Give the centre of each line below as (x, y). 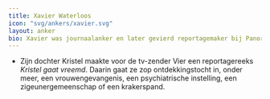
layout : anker (32, 31)
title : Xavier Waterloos (50, 16)
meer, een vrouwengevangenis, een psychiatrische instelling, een (128, 78)
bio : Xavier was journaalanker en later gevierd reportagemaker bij (125, 38)
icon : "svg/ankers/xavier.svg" (61, 23)
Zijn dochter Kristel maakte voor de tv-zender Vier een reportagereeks (137, 61)
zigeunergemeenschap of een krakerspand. (92, 87)
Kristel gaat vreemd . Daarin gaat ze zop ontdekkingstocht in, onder (131, 70)
